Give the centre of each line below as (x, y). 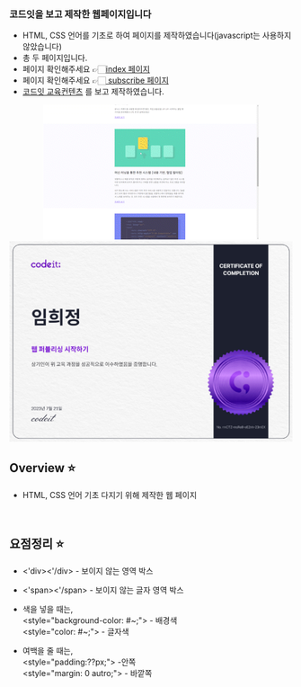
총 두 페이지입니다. (55, 58)
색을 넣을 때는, (48, 610)
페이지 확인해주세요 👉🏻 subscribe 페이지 (95, 80)
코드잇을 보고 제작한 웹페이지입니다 (80, 13)
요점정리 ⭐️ (37, 544)
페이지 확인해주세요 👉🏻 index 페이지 (86, 69)
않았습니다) (42, 47)
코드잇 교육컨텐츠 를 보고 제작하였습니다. (93, 92)
